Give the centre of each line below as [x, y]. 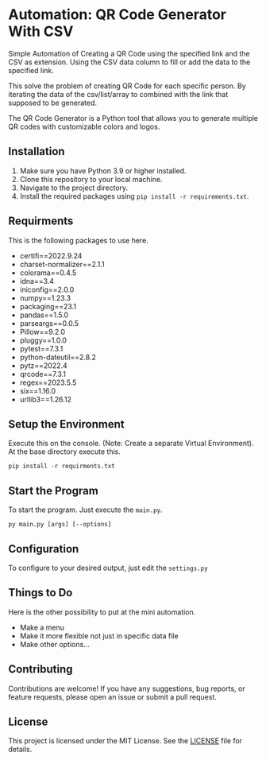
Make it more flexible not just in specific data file [99, 636]
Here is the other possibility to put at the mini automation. [102, 612]
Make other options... [54, 644]
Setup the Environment [66, 424]
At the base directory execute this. [65, 452]
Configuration [44, 549]
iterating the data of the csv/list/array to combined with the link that [118, 94]
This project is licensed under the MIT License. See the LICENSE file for [125, 741]
